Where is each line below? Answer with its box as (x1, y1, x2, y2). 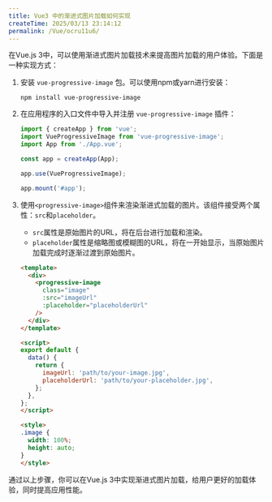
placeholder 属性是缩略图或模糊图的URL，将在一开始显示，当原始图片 (32, 237, 265, 247)
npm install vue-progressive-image (19, 94, 141, 102)
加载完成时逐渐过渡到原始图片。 (32, 247, 140, 257)
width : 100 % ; (28, 436, 72, 444)
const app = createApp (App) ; (19, 155, 119, 163)
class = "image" (41, 286, 90, 294)
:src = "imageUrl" (41, 294, 97, 302)
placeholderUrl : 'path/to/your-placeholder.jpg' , (41, 376, 214, 384)
